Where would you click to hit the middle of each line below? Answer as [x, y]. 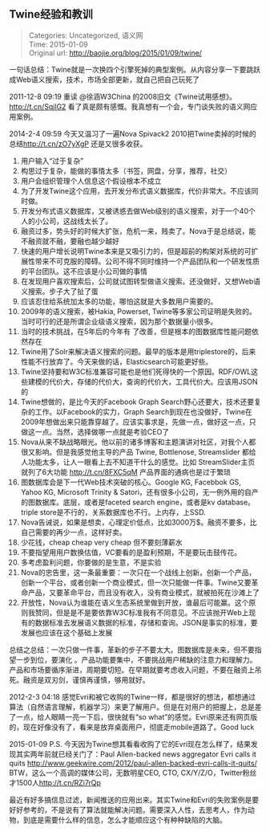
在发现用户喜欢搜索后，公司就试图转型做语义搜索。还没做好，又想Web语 [141, 281]
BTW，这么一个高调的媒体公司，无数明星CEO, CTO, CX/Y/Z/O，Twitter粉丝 [133, 773]
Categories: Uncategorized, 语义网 [86, 35]
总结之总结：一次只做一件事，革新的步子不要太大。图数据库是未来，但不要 [132, 650]
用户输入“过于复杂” [52, 161]
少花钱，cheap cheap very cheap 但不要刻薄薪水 [101, 542]
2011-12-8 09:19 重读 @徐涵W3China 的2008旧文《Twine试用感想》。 [123, 96]
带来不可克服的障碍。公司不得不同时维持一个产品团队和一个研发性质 [147, 261]
